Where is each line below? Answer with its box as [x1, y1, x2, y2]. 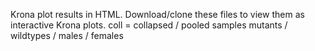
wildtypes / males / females [10, 30, 124, 41]
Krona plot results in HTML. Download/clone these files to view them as [10, 9, 305, 20]
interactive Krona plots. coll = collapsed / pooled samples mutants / [10, 19, 288, 31]
